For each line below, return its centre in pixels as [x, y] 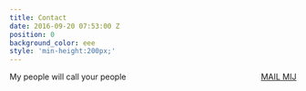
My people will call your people [68, 77]
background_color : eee [52, 43]
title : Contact [38, 18]
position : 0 [32, 34]
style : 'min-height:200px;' [63, 51]
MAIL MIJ [279, 77]
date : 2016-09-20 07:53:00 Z [65, 26]
